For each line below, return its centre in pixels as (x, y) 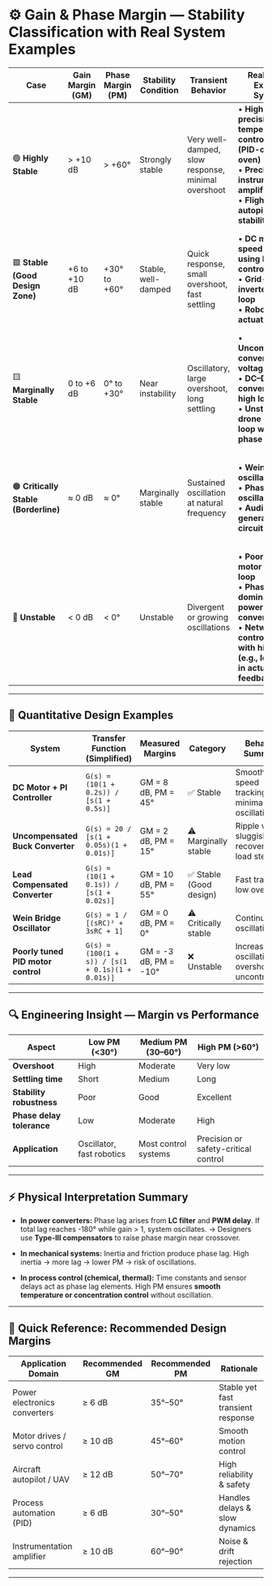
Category (208, 748)
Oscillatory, (209, 368)
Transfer (109, 738)
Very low (214, 1065)
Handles (234, 1498)
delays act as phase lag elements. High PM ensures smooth (120, 1286)
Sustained (206, 482)
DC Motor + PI (40, 787)
